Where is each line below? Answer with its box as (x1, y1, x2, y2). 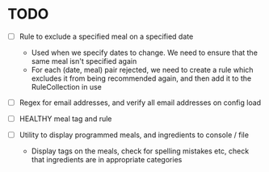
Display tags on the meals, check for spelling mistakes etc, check (31, 146, 250, 156)
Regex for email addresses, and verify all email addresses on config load (19, 98, 262, 107)
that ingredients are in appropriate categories (31, 155, 183, 165)
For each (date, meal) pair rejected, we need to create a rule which (31, 65, 254, 74)
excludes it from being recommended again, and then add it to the (31, 73, 252, 83)
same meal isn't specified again (31, 57, 137, 65)
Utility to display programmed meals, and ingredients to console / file (19, 130, 250, 140)
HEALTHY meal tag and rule (19, 114, 112, 124)
